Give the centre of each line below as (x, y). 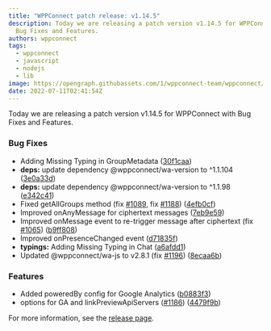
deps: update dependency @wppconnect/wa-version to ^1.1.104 (127, 170)
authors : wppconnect (43, 38)
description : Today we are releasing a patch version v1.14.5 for (122, 23)
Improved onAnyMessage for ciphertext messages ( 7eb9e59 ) (122, 212)
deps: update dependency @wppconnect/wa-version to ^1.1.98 (125, 186)
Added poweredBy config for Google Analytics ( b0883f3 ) (115, 293)
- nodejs (30, 69)
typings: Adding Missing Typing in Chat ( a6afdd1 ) (103, 246)
